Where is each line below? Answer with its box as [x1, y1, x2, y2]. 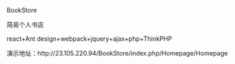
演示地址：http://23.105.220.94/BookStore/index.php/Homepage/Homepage [6, 49, 228, 57]
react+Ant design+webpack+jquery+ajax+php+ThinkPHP [6, 34, 172, 43]
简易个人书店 [6, 20, 44, 29]
